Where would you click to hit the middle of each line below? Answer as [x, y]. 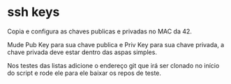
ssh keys [33, 12]
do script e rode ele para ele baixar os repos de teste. [84, 73]
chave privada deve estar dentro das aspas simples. [82, 52]
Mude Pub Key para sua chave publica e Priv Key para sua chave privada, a [116, 44]
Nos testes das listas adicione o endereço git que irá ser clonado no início [113, 65]
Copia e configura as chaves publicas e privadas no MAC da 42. [99, 31]
